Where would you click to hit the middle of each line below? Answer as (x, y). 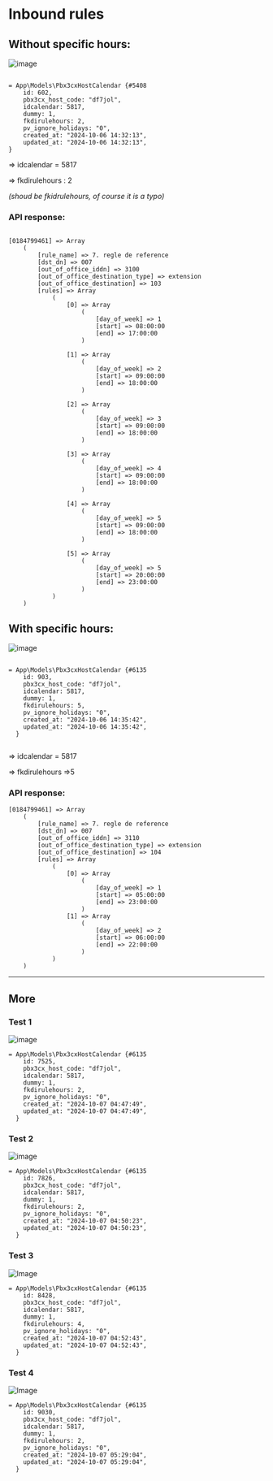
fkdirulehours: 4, (54, 1324)
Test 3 (21, 1256)
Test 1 (20, 1022)
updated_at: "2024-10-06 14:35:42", (85, 727)
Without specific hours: (70, 44)
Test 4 (21, 1372)
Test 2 (21, 1139)
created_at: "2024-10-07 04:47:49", (85, 1104)
